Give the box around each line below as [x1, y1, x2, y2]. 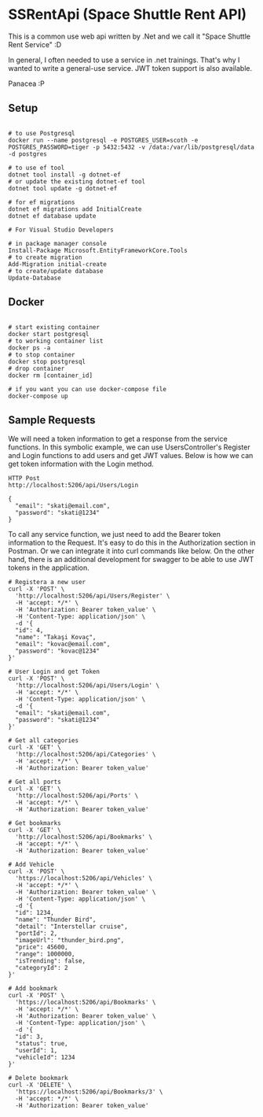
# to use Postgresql [8, 129, 76, 137]
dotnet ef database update [8, 212, 97, 220]
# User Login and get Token [8, 668, 100, 676]
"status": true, [15, 1040, 68, 1048]
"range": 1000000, [15, 950, 76, 958]
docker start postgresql [8, 330, 89, 338]
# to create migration [8, 253, 82, 261]
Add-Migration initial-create [8, 260, 108, 268]
